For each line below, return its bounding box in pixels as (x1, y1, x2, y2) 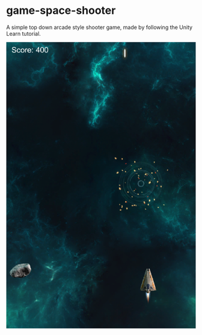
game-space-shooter (6, 4, 116, 18)
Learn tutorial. (6, 30, 41, 37)
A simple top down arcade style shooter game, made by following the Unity (6, 24, 193, 31)
